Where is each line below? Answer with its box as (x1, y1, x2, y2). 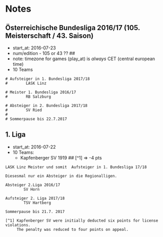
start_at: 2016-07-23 (12, 45, 56, 51)
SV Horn (23, 187, 40, 192)
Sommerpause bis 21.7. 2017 (5, 209, 65, 214)
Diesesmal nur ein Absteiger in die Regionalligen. (5, 173, 117, 178)
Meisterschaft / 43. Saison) (5, 31, 94, 40)
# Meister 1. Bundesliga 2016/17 (5, 90, 76, 95)
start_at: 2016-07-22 (12, 144, 56, 150)
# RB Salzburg (5, 94, 51, 99)
